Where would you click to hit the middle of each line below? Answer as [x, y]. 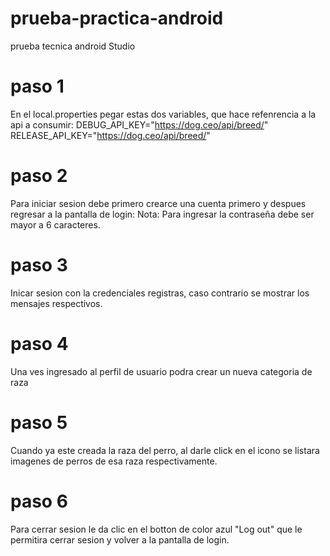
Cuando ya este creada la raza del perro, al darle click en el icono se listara [165, 450]
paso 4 [39, 343]
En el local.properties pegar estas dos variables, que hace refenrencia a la [163, 114]
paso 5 [39, 422]
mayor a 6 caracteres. [55, 224]
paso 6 [39, 501]
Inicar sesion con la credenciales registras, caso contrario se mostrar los [160, 293]
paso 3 [39, 265]
